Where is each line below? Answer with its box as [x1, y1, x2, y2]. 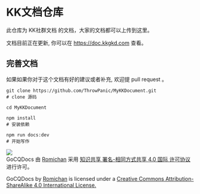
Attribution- [165, 175, 194, 182]
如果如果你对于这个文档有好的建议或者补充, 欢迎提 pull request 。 [6, 76, 168, 83]
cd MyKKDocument [6, 105, 47, 111]
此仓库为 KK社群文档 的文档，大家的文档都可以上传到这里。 [6, 26, 153, 34]
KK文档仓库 [6, 5, 64, 19]
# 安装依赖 [6, 121, 30, 127]
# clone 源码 [6, 94, 37, 100]
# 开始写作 [6, 138, 30, 144]
